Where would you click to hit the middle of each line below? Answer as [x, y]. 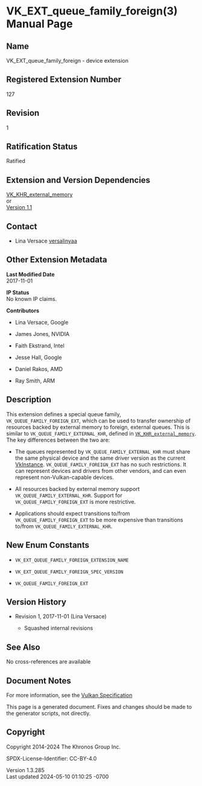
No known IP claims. [32, 299]
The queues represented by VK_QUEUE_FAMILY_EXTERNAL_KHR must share [103, 451]
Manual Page [40, 24]
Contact [22, 227]
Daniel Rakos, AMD [39, 369]
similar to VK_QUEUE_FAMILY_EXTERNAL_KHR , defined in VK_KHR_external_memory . [101, 433]
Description [29, 400]
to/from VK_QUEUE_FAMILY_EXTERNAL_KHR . [64, 526]
